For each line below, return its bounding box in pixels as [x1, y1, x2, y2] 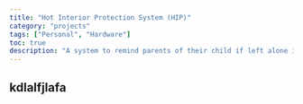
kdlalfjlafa [9, 80, 67, 95]
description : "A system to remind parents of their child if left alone [9, 47, 289, 56]
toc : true [9, 38, 47, 48]
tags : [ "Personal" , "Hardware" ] [9, 30, 131, 39]
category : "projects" [9, 22, 91, 30]
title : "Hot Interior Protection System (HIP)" [9, 13, 192, 22]
